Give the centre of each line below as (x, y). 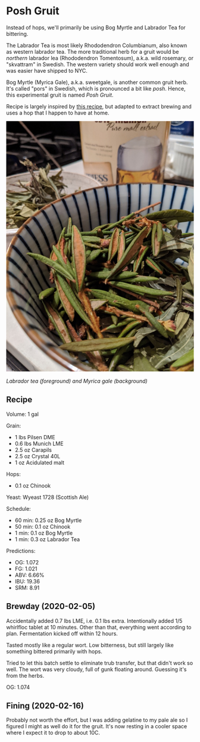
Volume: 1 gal (22, 414)
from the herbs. (25, 675)
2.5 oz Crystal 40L (37, 456)
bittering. (17, 33)
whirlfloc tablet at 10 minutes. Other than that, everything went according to (99, 627)
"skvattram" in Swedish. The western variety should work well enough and (98, 64)
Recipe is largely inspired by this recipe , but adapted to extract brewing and (99, 106)
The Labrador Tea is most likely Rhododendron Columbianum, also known (97, 45)
